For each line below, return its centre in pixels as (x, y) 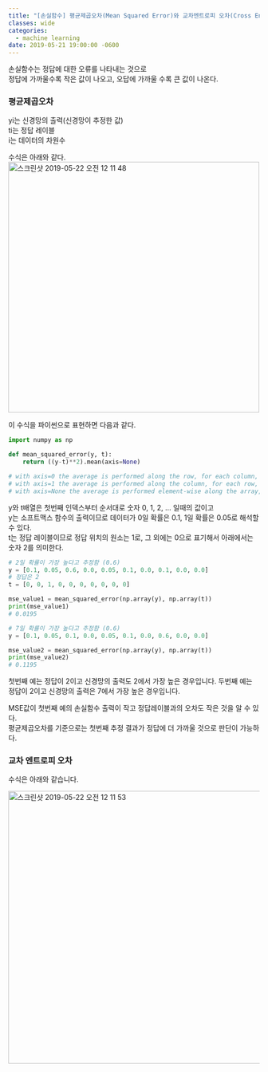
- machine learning (48, 38)
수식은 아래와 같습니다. (43, 779)
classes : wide (32, 23)
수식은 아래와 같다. (37, 157)
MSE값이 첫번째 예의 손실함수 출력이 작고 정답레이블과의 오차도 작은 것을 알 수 (130, 708)
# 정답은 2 (24, 577)
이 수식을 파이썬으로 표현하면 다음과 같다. (72, 425)
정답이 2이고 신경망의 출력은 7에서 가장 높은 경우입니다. (95, 692)
